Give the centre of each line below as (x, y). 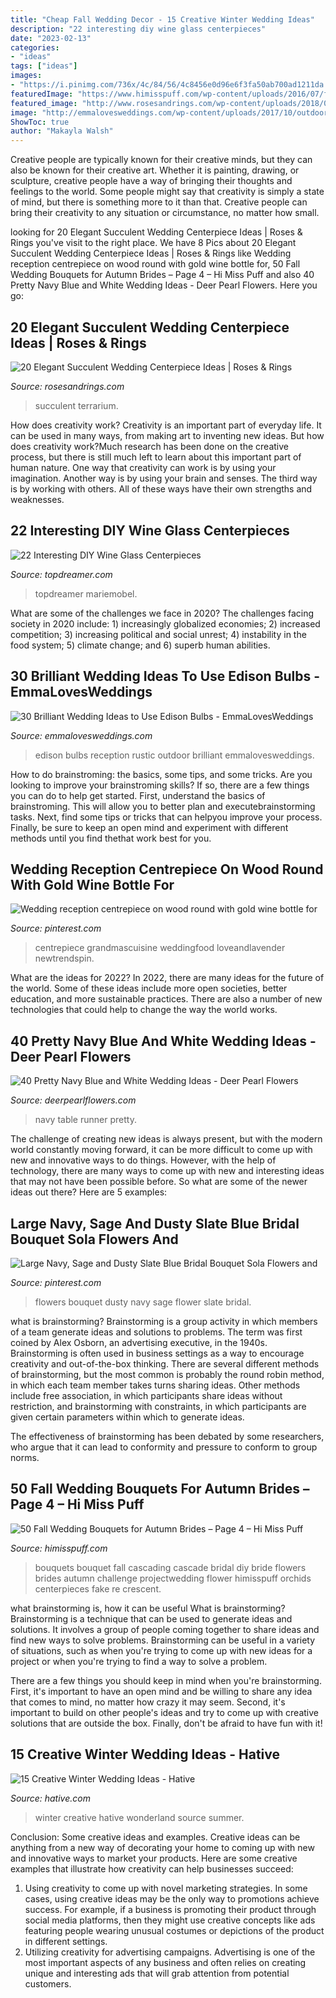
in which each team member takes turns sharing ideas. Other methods (155, 1385)
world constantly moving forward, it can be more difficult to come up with (161, 1150)
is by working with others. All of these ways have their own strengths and (161, 488)
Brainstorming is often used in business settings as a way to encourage (157, 1353)
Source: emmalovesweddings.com (81, 735)
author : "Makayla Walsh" (62, 131)
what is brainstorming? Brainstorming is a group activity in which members (164, 1321)
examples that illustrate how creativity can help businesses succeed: (152, 1868)
